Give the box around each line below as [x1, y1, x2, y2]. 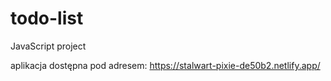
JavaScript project [10, 40, 87, 52]
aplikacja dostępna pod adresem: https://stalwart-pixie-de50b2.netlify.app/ [10, 59, 321, 71]
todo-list [10, 7, 84, 30]
